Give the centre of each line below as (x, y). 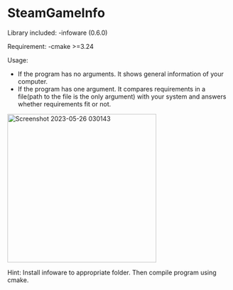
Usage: (18, 60)
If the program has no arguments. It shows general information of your (120, 74)
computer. (33, 81)
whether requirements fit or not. (64, 104)
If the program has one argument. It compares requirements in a (112, 89)
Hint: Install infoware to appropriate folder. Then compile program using (112, 272)
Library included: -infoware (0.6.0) (58, 33)
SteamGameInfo (56, 13)
